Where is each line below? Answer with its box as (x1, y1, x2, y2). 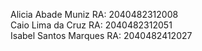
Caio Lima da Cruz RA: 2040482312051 (10, 19, 173, 31)
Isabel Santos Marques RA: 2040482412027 (10, 30, 193, 41)
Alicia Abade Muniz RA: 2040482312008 (10, 9, 179, 20)
